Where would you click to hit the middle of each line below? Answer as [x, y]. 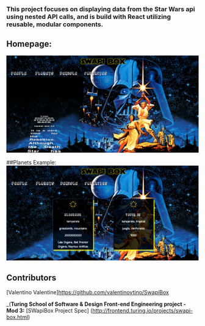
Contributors [31, 278]
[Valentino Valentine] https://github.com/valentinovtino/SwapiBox [88, 292]
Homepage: [29, 44]
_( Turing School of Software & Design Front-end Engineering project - [96, 304]
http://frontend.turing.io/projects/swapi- [143, 311]
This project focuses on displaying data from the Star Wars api [101, 9]
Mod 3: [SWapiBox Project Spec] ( [49, 311]
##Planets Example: [31, 162]
